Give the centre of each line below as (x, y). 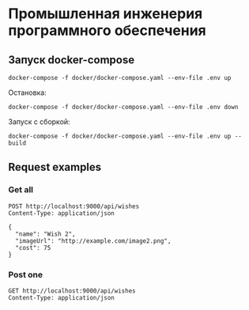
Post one (26, 274)
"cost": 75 (33, 248)
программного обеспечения (108, 30)
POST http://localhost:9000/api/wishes (74, 206)
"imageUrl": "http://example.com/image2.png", (93, 241)
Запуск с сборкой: (39, 122)
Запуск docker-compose (72, 60)
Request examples (55, 167)
